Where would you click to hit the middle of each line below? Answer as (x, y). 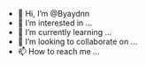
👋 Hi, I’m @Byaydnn (54, 14)
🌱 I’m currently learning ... (65, 32)
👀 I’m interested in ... (55, 23)
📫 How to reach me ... (58, 51)
